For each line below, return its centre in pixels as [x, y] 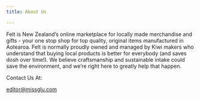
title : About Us [26, 12]
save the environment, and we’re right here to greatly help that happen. [94, 66]
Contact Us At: [24, 77]
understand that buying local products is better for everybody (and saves [96, 53]
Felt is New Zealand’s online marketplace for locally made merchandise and [99, 34]
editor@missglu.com [32, 89]
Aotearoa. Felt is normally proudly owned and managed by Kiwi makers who [100, 47]
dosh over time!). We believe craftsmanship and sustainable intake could [96, 59]
